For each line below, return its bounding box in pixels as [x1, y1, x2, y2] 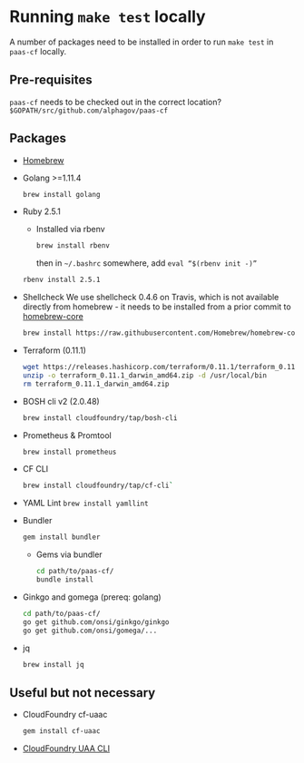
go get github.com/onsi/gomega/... [22, 626, 158, 635]
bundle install [35, 575, 93, 584]
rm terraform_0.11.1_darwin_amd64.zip [22, 379, 170, 388]
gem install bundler [22, 533, 101, 542]
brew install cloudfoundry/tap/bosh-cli [22, 413, 178, 423]
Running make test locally [9, 6, 206, 27]
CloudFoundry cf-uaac [22, 709, 108, 720]
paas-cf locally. [9, 45, 66, 56]
